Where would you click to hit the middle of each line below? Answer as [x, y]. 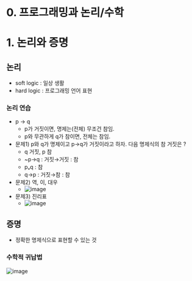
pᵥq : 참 [34, 167]
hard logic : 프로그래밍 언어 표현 [54, 91]
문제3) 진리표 [31, 197]
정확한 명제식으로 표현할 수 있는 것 [56, 240]
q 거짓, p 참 [38, 152]
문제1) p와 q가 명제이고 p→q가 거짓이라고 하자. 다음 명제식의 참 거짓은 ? [101, 144]
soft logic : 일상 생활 [40, 83]
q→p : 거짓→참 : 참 [47, 175]
